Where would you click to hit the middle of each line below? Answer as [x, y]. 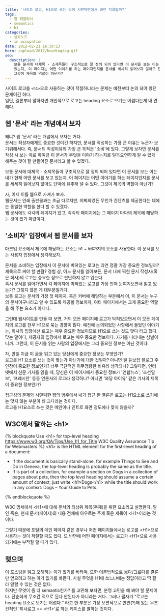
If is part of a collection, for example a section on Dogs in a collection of [85, 472]
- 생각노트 [19, 37]
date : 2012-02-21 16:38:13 [33, 46]
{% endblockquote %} [27, 497]
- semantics [22, 23]
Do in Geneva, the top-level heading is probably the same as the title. [82, 467]
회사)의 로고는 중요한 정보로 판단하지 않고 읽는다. [57, 277]
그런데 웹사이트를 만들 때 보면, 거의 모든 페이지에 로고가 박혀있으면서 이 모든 [78, 319]
